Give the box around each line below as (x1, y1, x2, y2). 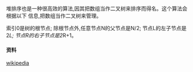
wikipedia (6, 60, 29, 67)
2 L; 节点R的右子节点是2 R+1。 (6, 32, 77, 39)
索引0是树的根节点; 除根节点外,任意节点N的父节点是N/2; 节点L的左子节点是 (6, 25, 187, 31)
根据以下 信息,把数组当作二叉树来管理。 (6, 12, 101, 19)
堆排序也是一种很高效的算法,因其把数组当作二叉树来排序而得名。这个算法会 (6, 5, 188, 12)
